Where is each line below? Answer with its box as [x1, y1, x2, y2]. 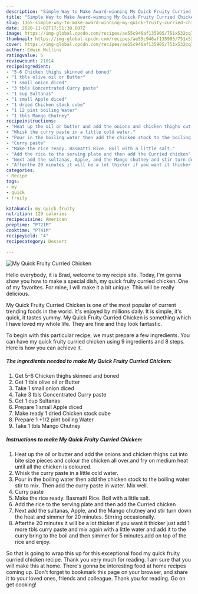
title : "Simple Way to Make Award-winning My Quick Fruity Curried [6, 14, 176, 20]
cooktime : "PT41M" [6, 227, 51, 233]
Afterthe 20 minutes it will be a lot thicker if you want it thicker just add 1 [14, 520, 190, 527]
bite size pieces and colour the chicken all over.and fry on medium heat [14, 457, 189, 464]
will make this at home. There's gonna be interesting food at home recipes [6, 562, 186, 569]
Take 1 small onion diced [14, 385, 75, 392]
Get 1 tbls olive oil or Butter [14, 378, 80, 386]
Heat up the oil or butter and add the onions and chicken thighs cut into [14, 451, 188, 458]
